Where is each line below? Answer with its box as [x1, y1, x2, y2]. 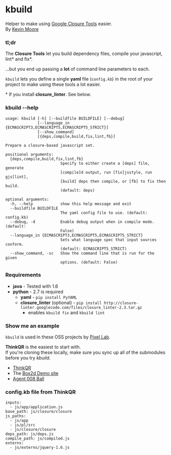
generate [5, 165, 24, 170]
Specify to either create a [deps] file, [60, 161, 150, 166]
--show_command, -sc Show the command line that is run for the [10, 251, 155, 256]
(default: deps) [60, 187, 95, 193]
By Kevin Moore [5, 26, 39, 32]
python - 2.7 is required [12, 289, 63, 295]
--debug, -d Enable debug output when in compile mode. [10, 219, 155, 224]
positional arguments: [5, 151, 54, 157]
